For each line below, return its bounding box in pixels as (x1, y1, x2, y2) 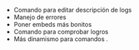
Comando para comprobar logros (13, 27, 109, 36)
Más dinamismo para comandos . (13, 35, 109, 43)
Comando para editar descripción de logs (13, 6, 132, 14)
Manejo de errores (13, 13, 67, 21)
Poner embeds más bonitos (13, 21, 92, 28)
